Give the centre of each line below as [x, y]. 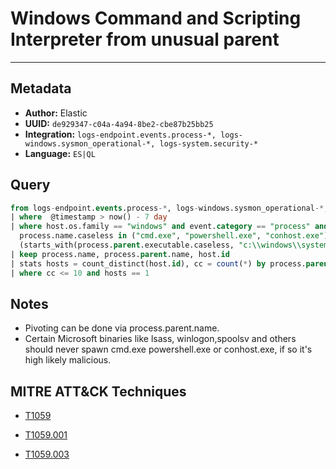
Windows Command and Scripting [156, 18]
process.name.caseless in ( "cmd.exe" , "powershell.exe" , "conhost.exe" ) [174, 236]
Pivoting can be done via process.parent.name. [122, 328]
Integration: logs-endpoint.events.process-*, [120, 134]
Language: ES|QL [60, 153]
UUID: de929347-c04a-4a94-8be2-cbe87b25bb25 [119, 123]
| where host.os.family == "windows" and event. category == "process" [160, 227]
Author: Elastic [56, 113]
